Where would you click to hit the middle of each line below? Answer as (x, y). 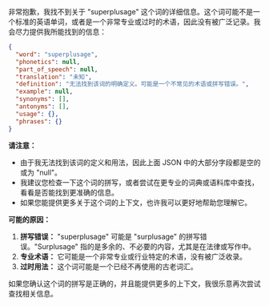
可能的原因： (29, 219)
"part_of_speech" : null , (57, 69)
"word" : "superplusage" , (57, 54)
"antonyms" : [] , (42, 107)
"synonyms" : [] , (42, 99)
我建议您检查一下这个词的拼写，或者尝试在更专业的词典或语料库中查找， (139, 182)
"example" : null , (44, 92)
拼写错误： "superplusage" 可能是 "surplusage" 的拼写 (110, 236)
